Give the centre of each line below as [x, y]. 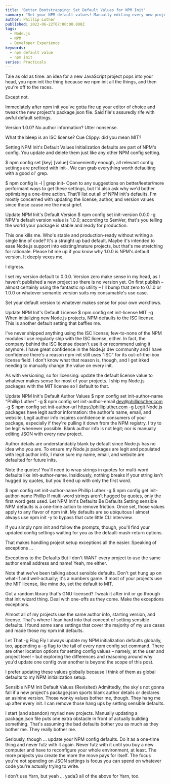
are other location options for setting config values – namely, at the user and [85, 651]
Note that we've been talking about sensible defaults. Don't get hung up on [83, 573]
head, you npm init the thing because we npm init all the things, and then [81, 82]
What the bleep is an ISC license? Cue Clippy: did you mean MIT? [73, 137]
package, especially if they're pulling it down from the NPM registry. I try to [83, 423]
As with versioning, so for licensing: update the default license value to [79, 375]
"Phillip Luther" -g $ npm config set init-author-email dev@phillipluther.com [84, 402]
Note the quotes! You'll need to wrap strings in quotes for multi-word [77, 470]
